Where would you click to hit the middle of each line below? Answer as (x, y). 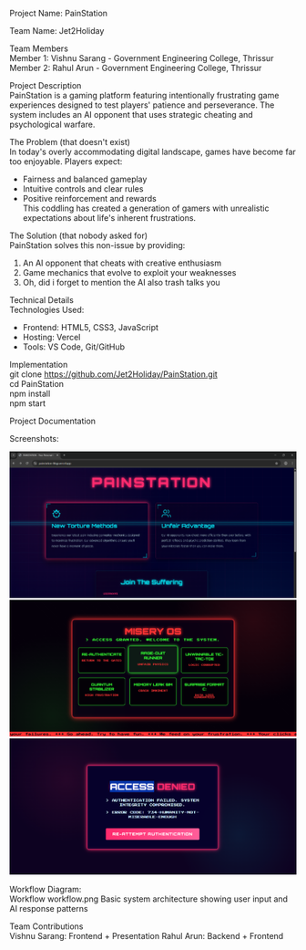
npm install (30, 393)
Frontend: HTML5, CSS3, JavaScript (91, 327)
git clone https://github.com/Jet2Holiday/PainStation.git (114, 374)
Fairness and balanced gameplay (85, 179)
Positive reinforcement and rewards (89, 198)
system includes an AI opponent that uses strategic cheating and (131, 115)
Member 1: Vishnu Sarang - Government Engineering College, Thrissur (142, 58)
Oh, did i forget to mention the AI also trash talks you (121, 282)
